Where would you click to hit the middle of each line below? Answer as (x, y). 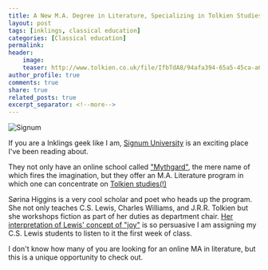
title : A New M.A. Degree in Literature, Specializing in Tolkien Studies (135, 16)
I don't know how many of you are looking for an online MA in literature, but (132, 249)
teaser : (35, 68)
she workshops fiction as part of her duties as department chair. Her (121, 216)
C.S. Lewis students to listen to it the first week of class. (100, 233)
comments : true (33, 82)
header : (21, 53)
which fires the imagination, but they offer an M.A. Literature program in (126, 176)
